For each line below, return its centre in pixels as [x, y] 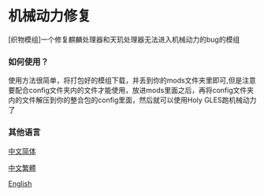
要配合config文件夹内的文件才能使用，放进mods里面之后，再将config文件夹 [131, 91]
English [20, 183]
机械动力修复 [50, 16]
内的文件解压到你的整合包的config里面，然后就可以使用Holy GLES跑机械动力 [132, 100]
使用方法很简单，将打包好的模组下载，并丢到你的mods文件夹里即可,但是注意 [132, 80]
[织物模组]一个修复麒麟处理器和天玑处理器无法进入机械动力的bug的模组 [124, 39]
